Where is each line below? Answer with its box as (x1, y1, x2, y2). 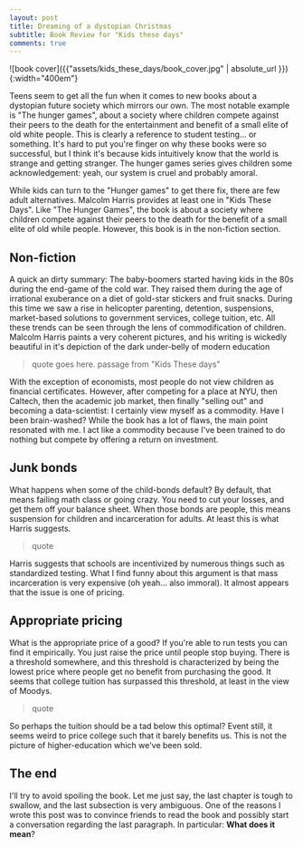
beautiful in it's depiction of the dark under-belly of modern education (9, 342, 270, 352)
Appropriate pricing (9, 613, 123, 629)
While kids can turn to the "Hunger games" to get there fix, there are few (9, 185, 280, 196)
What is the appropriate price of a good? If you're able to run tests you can (9, 637, 288, 648)
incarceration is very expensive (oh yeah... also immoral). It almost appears (9, 577, 289, 588)
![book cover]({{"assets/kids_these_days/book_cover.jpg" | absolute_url (9, 63, 277, 74)
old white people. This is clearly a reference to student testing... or (9, 129, 257, 140)
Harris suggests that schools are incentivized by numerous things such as (9, 558, 285, 569)
